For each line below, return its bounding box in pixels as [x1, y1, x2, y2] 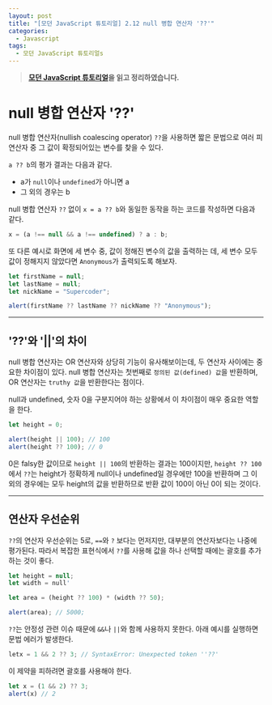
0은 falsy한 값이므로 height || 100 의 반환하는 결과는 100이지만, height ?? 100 [8, 458, 262, 468]
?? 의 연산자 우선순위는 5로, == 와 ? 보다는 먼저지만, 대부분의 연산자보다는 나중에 [8, 535, 257, 545]
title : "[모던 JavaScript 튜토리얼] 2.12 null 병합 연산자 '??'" [8, 19, 215, 28]
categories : [8, 27, 49, 35]
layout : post [8, 11, 53, 20]
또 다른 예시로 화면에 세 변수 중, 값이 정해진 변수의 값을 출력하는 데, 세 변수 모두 [8, 246, 258, 256]
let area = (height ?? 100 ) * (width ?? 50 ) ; [8, 594, 164, 602]
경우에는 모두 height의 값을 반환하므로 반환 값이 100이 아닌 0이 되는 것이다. [23, 478, 261, 488]
